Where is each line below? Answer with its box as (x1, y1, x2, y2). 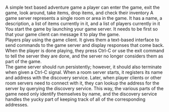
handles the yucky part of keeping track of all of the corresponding (5, 96, 146, 102)
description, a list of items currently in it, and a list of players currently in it (5, 20, 160, 26)
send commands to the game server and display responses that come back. (5, 42, 164, 48)
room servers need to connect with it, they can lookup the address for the (5, 80, 160, 86)
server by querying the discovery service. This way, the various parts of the (5, 86, 164, 91)
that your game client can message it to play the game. (5, 32, 120, 37)
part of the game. (5, 59, 42, 64)
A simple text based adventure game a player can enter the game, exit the (5, 5, 160, 10)
